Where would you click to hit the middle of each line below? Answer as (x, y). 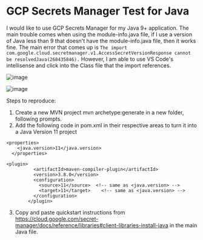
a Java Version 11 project (46, 132)
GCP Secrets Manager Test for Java (98, 11)
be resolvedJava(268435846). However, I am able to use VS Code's (90, 59)
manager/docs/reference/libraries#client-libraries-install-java (92, 225)
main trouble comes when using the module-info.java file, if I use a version (99, 34)
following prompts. (38, 119)
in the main (183, 225)
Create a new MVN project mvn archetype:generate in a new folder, (99, 112)
